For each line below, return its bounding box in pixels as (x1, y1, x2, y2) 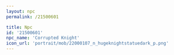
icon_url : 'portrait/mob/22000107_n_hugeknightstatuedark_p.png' (6, 41, 169, 46)
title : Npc (6, 24, 33, 30)
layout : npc (6, 8, 35, 14)
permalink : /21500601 (6, 14, 59, 20)
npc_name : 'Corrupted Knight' (6, 35, 80, 41)
